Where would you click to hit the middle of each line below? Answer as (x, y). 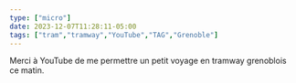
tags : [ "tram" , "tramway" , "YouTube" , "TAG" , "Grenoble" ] (114, 35)
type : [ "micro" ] (40, 18)
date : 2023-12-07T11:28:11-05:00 (73, 26)
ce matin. (27, 70)
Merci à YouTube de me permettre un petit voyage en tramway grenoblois (148, 61)
